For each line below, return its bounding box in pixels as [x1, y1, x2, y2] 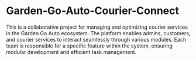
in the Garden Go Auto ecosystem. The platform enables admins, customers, [6, 29, 191, 36]
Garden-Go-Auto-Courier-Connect [6, 4, 180, 18]
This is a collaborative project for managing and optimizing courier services [6, 23, 188, 30]
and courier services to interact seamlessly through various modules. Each [6, 36, 187, 43]
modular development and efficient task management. [6, 48, 136, 55]
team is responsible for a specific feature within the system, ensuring [6, 42, 173, 49]
